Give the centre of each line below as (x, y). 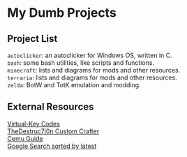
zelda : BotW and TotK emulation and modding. (74, 85)
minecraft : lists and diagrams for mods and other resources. (94, 70)
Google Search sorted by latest (52, 146)
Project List (32, 39)
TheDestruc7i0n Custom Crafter (53, 131)
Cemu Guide (25, 138)
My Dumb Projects (62, 13)
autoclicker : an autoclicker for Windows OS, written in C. (90, 55)
